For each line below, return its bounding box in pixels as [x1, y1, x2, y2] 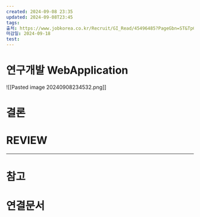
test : [6, 36, 20, 42]
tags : [6, 20, 20, 25]
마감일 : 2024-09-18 [6, 31, 51, 37]
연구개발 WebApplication [6, 63, 129, 77]
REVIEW [6, 134, 48, 147]
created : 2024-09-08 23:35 [6, 8, 73, 15]
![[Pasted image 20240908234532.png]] [6, 84, 107, 91]
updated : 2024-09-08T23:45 [6, 14, 73, 20]
